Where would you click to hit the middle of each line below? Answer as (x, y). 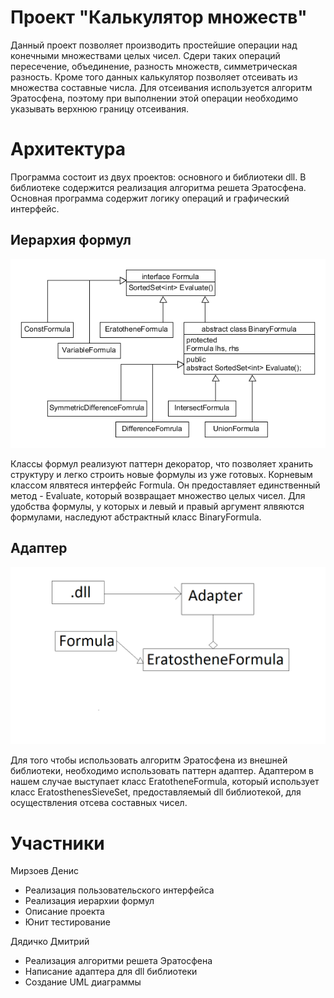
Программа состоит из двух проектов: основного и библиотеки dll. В (158, 177)
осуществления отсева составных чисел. (99, 803)
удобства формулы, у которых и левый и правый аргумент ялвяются (157, 507)
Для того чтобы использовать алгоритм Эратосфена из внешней (149, 760)
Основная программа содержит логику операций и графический (150, 198)
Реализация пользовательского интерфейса (119, 890)
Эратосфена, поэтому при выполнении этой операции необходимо (154, 98)
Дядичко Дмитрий (50, 942)
